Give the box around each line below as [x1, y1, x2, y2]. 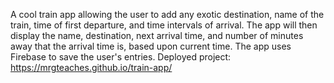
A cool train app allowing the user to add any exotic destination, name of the [10, 9, 325, 20]
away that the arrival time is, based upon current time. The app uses [10, 40, 292, 52]
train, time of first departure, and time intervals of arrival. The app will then [10, 19, 318, 31]
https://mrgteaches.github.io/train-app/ [10, 62, 173, 73]
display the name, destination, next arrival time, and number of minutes [10, 30, 304, 41]
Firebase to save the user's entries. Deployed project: [10, 51, 232, 63]
